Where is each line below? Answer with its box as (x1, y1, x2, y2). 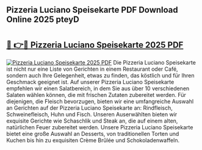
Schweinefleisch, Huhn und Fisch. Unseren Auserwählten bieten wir (6, 111, 178, 118)
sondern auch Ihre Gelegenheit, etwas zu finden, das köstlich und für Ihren (6, 72, 195, 79)
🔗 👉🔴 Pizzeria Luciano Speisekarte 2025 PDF (6, 40, 184, 50)
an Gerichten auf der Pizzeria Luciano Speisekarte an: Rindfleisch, (6, 104, 173, 112)
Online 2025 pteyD (6, 15, 79, 25)
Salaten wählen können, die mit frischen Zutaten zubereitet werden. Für (6, 91, 186, 98)
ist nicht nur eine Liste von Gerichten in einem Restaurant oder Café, (6, 65, 178, 73)
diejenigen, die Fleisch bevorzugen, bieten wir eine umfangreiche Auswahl (6, 98, 194, 105)
